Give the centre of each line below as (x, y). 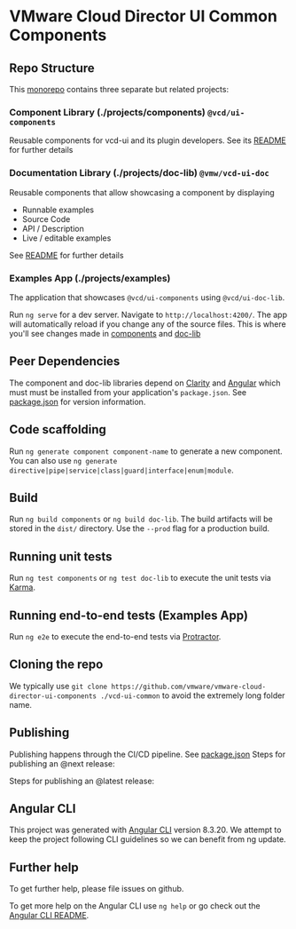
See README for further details (66, 255)
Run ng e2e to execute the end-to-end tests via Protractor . (115, 636)
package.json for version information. (78, 401)
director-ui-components (53, 696)
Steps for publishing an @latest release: (82, 781)
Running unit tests (61, 556)
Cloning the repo (56, 665)
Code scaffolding (58, 429)
